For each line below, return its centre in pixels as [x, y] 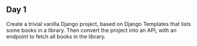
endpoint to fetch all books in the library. [56, 36]
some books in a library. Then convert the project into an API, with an [91, 30]
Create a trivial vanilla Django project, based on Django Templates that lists [99, 24]
